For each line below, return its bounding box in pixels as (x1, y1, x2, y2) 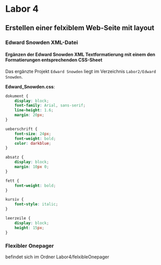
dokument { (5, 93, 29, 99)
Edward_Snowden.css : (5, 83, 55, 90)
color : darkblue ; (14, 141, 52, 146)
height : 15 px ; (14, 225, 44, 230)
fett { (5, 178, 19, 183)
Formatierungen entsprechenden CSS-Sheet (5, 57, 103, 63)
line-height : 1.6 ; (14, 108, 54, 113)
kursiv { (5, 197, 24, 202)
